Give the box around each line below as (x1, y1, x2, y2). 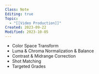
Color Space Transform (12, 43, 59, 48)
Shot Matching (12, 59, 42, 64)
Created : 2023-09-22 (5, 25, 47, 30)
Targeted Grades (12, 63, 46, 69)
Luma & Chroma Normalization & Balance (12, 48, 94, 54)
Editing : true (5, 12, 34, 16)
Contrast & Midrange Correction (12, 53, 76, 59)
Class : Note (5, 7, 29, 12)
